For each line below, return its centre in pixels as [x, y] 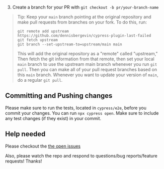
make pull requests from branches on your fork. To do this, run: [82, 22]
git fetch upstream [38, 40]
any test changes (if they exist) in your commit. [53, 118]
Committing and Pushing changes [59, 96]
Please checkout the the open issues [43, 146]
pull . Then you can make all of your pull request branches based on [87, 70]
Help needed [25, 134]
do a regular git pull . [40, 80]
